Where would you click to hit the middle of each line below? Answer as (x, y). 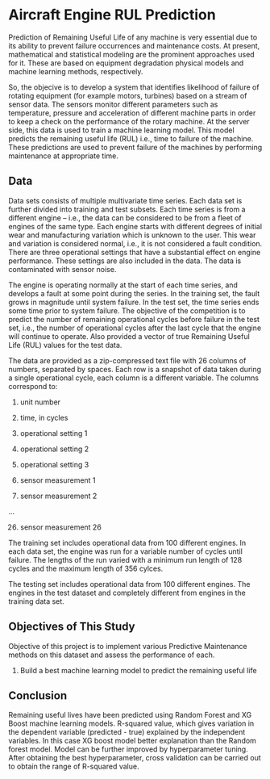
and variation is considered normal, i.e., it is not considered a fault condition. (135, 243)
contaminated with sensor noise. (62, 269)
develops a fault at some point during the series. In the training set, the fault (134, 293)
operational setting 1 (54, 433)
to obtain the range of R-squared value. (74, 766)
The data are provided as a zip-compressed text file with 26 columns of (127, 360)
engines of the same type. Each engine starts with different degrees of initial (135, 226)
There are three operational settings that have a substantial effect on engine (135, 252)
